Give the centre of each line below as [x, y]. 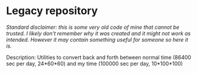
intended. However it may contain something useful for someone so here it [97, 39]
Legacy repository [52, 11]
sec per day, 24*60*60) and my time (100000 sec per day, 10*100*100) [95, 64]
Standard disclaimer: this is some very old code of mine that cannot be [93, 27]
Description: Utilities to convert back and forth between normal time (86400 [98, 57]
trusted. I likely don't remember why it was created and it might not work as [98, 33]
